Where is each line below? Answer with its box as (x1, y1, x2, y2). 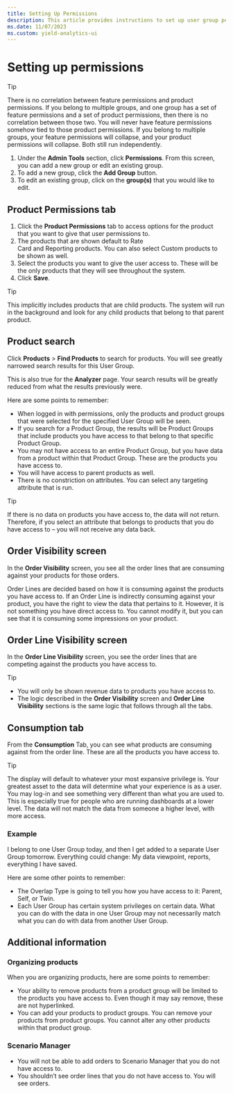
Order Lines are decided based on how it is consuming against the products (7, 584, 224, 593)
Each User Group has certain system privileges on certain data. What (17, 902, 215, 910)
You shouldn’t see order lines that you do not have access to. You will (17, 1071, 216, 1080)
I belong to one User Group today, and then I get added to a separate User (7, 845, 220, 853)
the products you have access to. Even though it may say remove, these (17, 994, 223, 1003)
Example (7, 829, 37, 839)
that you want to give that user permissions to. (17, 230, 150, 237)
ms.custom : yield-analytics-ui (7, 29, 98, 37)
